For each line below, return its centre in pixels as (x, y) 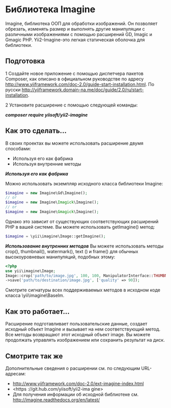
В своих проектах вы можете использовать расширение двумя (74, 143)
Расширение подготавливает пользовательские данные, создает (76, 324)
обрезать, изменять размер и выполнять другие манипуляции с (75, 29)
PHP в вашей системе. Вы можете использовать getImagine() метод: (80, 227)
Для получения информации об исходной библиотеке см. (76, 394)
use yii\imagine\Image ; (31, 271)
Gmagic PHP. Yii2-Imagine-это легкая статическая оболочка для (75, 40)
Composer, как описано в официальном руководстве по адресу (75, 79)
